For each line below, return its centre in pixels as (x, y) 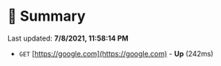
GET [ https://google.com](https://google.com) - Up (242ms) (116, 53)
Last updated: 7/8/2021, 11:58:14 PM (68, 38)
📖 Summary (47, 16)
